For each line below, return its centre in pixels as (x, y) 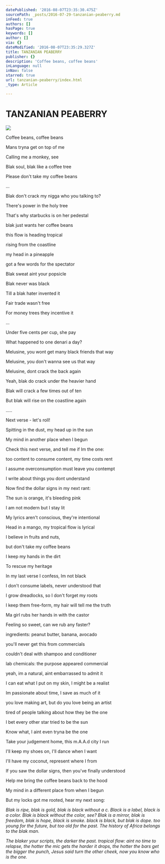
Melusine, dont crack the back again (43, 371)
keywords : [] (19, 33)
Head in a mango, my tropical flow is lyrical (50, 527)
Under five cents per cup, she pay (41, 332)
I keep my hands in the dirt (33, 556)
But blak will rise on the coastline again (46, 400)
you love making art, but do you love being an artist (59, 703)
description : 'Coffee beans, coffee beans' (52, 61)
